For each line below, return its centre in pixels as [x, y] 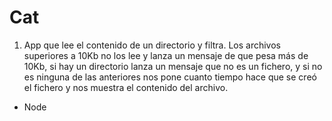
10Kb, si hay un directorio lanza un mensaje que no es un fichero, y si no [173, 66]
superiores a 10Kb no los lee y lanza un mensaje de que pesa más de [166, 55]
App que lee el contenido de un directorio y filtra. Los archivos [152, 45]
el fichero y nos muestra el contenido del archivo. [126, 87]
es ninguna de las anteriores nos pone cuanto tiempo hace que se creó [170, 77]
